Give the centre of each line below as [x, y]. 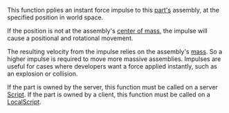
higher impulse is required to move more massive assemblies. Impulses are [114, 59]
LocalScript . [24, 102]
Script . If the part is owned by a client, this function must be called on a [109, 94]
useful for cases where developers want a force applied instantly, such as [112, 66]
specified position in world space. [55, 17]
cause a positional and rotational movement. [70, 38]
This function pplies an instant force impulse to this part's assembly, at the [113, 10]
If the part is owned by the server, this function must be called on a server [112, 87]
